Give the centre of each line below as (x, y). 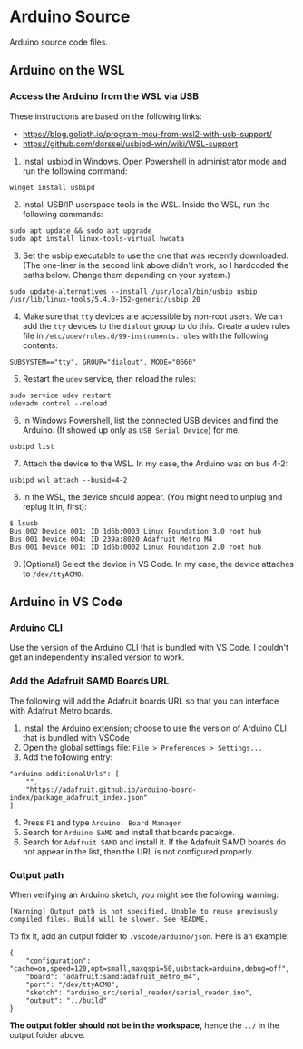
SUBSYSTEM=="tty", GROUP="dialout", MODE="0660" (103, 362)
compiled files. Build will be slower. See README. (109, 919)
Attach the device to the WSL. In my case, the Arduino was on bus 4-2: (155, 463)
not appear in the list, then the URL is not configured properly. (138, 851)
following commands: (63, 214)
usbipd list (32, 446)
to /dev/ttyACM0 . (53, 574)
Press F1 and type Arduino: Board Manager (102, 822)
